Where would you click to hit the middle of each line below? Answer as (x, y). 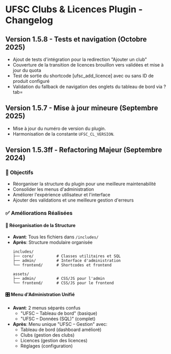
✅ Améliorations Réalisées (39, 213)
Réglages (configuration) (47, 346)
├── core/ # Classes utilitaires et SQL (67, 256)
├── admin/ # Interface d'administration (67, 260)
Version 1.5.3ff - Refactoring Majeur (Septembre (84, 150)
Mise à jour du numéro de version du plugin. (59, 128)
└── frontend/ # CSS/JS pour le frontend (63, 283)
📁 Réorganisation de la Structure (40, 226)
